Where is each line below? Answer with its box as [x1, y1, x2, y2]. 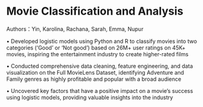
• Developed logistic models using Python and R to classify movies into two [6, 37, 197, 45]
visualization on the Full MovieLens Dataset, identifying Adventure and [6, 68, 185, 76]
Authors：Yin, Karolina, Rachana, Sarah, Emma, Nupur [6, 25, 144, 32]
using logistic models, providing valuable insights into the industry [6, 94, 174, 101]
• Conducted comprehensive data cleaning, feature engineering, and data [6, 62, 193, 70]
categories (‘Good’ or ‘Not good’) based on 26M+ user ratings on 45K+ [6, 44, 186, 51]
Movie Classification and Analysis [6, 4, 184, 18]
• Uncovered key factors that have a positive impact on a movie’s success [6, 87, 193, 94]
